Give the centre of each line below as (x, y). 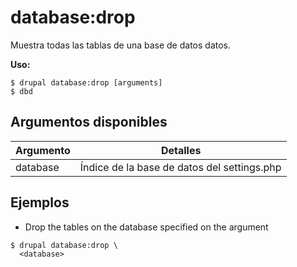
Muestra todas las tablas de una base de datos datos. (121, 45)
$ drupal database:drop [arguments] (86, 82)
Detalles (181, 150)
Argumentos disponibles (89, 122)
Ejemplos (40, 202)
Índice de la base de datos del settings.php (180, 167)
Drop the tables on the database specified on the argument (146, 227)
